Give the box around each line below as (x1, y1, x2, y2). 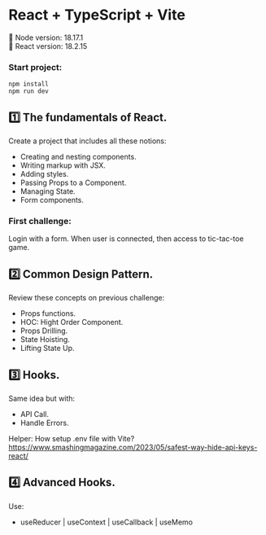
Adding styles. (20, 169, 69, 179)
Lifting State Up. (20, 344, 75, 353)
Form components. (20, 195, 84, 205)
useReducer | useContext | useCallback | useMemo (20, 517, 194, 527)
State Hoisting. (20, 335, 71, 344)
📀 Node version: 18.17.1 (8, 33, 84, 42)
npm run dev (8, 87, 49, 95)
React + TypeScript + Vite (8, 6, 185, 24)
